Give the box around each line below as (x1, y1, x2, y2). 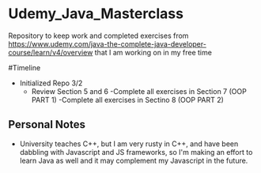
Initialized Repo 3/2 (19, 78, 83, 88)
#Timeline (8, 62, 41, 72)
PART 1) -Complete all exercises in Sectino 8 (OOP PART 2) (31, 95, 224, 104)
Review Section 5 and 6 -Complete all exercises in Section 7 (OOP (31, 86, 247, 96)
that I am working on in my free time (94, 47, 212, 57)
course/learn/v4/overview (8, 47, 93, 57)
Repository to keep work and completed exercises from (8, 31, 189, 40)
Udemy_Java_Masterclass (8, 5, 184, 23)
